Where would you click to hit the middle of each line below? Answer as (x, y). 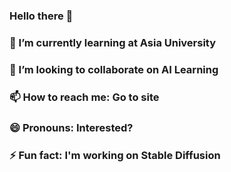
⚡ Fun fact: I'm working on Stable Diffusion (115, 155)
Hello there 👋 (41, 16)
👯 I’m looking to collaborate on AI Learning (114, 69)
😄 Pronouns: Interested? (71, 127)
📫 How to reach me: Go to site (84, 97)
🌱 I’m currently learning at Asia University (113, 42)
